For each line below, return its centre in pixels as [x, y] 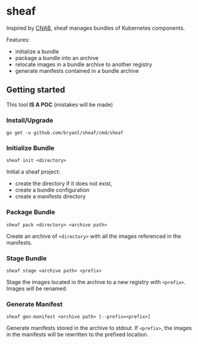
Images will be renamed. [37, 288]
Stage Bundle [26, 258]
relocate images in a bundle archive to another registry [84, 64]
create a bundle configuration [52, 190]
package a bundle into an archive [57, 58]
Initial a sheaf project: [33, 172]
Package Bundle [31, 212]
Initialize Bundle [30, 148]
